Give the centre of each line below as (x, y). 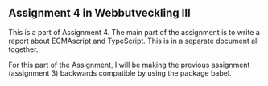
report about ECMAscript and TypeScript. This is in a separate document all (134, 41)
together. (23, 49)
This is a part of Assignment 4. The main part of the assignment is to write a (134, 32)
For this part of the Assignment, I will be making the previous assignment (129, 64)
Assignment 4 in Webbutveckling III (99, 13)
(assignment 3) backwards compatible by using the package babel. (120, 73)
